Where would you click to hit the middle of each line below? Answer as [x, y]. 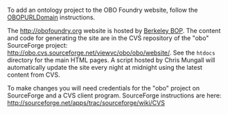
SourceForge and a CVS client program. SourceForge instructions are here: [114, 95]
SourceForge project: [37, 45]
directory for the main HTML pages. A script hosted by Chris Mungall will [111, 60]
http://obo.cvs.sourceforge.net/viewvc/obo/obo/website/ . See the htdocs [111, 53]
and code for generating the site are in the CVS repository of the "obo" [108, 38]
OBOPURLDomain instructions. [51, 17]
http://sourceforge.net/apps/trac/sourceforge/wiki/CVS [86, 103]
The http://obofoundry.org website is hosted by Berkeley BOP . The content [114, 31]
